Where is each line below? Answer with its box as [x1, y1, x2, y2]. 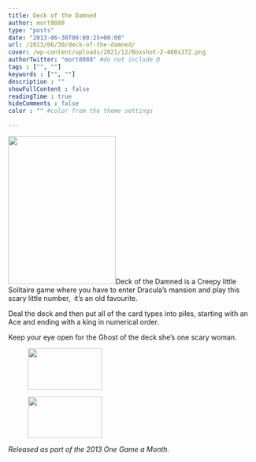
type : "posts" [8, 26, 55, 34]
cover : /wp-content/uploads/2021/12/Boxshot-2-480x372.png [8, 48, 206, 56]
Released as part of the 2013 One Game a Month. [8, 445, 170, 454]
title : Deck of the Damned [8, 11, 97, 20]
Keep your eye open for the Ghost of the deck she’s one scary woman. [8, 332, 238, 342]
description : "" [8, 77, 65, 85]
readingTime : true [8, 92, 72, 100]
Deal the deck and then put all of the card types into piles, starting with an [8, 309, 248, 318]
